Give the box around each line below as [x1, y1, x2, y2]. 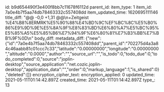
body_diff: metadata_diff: [34, 35, 85, 41]
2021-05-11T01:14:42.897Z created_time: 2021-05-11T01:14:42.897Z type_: [5, 77, 156, 83]
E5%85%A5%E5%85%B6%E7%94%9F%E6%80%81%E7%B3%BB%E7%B [5, 30, 160, 36]
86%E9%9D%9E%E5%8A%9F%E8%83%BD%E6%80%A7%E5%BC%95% [5, 25, 160, 31]
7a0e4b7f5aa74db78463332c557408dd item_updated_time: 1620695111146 [5, 9, 158, 15]
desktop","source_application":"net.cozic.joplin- [5, 61, 102, 67]
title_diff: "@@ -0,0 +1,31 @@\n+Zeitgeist [5, 15, 89, 20]
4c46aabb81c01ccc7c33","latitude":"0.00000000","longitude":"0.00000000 [5, 46, 159, 51]
